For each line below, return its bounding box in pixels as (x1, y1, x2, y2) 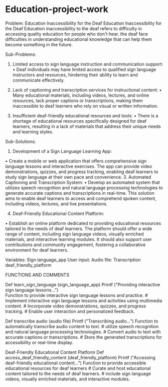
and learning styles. (12, 128, 54, 134)
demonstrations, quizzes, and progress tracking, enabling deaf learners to (5, 169, 158, 175)
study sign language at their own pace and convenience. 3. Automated (5, 174, 151, 180)
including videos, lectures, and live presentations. (5, 200, 108, 207)
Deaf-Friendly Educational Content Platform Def (5, 349, 104, 355)
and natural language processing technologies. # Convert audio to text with (5, 329, 161, 335)
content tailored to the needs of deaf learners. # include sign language (5, 370, 151, 376)
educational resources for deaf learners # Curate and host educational (5, 365, 151, 371)
